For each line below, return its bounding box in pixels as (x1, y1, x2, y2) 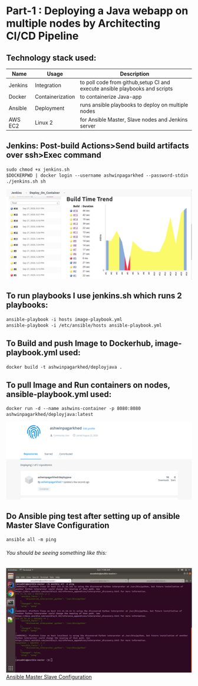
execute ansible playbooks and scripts (80, 84, 173, 92)
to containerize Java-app (80, 93, 142, 100)
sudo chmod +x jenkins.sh (6, 167, 70, 173)
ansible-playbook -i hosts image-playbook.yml (6, 316, 123, 323)
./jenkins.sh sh (6, 178, 46, 184)
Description (120, 70, 150, 77)
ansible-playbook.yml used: (6, 389, 112, 399)
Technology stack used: (6, 53, 97, 63)
